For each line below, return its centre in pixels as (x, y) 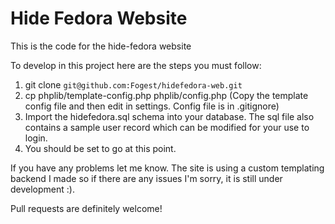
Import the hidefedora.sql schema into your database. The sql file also (169, 116)
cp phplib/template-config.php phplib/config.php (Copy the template (166, 95)
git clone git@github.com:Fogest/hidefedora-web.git (133, 84)
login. (36, 138)
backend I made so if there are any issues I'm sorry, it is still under (146, 178)
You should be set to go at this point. (100, 148)
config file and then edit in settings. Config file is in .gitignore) (152, 106)
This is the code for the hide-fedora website (101, 46)
